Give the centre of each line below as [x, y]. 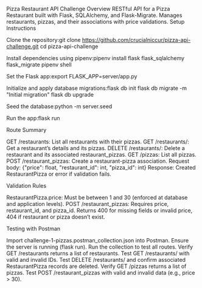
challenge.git [23, 46]
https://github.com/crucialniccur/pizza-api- [136, 40]
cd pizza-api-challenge [69, 46]
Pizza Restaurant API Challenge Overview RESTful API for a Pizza [88, 9]
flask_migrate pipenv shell [39, 64]
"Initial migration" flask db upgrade [50, 94]
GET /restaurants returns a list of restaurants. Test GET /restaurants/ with [98, 253]
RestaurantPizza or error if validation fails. [59, 174]
